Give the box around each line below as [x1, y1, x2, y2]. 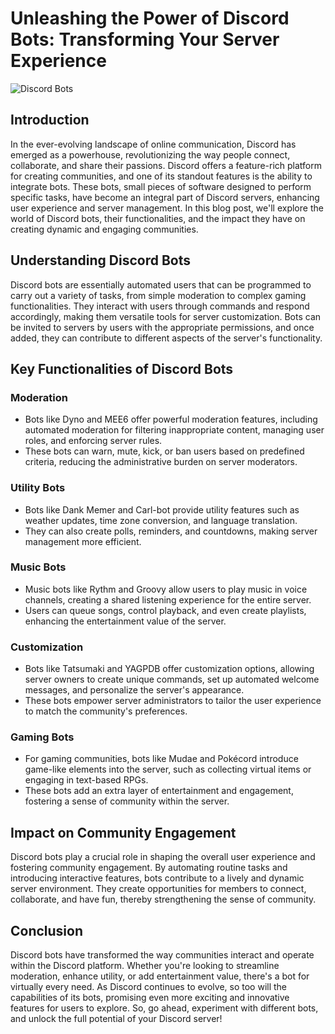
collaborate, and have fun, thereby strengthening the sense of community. [10, 893, 317, 906]
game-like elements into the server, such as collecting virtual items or [24, 763, 312, 776]
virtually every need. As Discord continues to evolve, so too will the [10, 981, 288, 993]
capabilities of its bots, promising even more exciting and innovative [10, 992, 290, 1004]
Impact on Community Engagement [10, 824, 237, 841]
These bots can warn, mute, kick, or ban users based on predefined [24, 445, 305, 457]
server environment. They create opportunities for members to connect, [10, 883, 307, 895]
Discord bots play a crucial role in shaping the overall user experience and [10, 851, 316, 863]
